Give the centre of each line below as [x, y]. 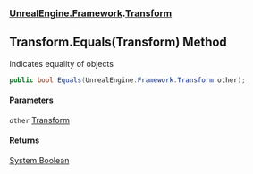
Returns [25, 140]
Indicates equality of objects [62, 63]
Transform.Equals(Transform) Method [118, 42]
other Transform [39, 120]
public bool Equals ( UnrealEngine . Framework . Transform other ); [127, 80]
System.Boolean [39, 161]
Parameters [31, 100]
